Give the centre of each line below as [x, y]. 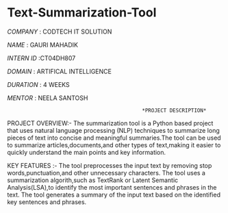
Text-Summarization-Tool [82, 13]
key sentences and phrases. [47, 202]
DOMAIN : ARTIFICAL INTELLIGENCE [59, 71]
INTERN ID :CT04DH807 [41, 58]
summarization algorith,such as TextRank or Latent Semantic [93, 180]
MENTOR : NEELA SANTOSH [48, 98]
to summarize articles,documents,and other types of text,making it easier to [114, 145]
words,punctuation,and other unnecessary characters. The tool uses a [106, 173]
